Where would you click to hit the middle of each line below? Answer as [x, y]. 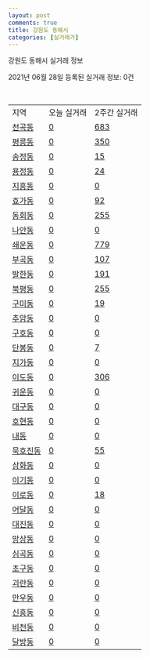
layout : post [29, 15]
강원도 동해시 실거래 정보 [46, 60]
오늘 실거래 [68, 113]
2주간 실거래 [116, 113]
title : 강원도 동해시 [38, 30]
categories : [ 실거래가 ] [44, 37]
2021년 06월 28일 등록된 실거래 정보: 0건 [71, 77]
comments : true [33, 23]
